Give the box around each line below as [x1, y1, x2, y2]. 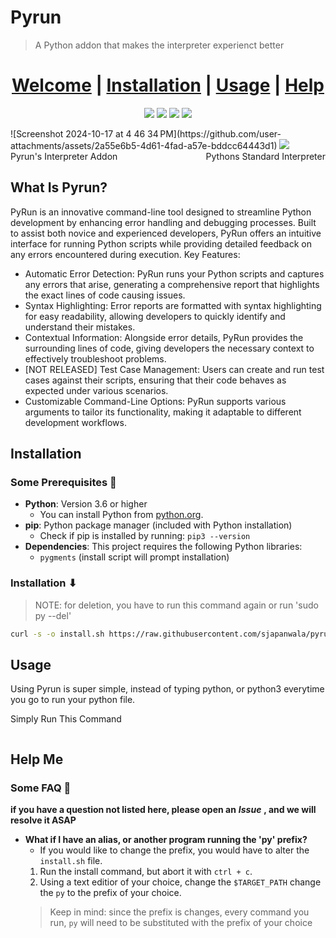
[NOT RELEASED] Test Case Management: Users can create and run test [24, 363, 325, 375]
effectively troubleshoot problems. [24, 352, 167, 365]
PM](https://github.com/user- [159, 127, 282, 140]
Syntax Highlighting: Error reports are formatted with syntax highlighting [24, 299, 322, 311]
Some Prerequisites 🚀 [10, 476, 117, 489]
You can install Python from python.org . [39, 509, 204, 521]
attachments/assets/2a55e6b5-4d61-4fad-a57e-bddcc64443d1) [10, 139, 278, 151]
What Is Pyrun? [10, 179, 108, 196]
